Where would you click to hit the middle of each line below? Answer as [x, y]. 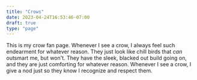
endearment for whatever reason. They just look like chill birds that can [94, 52]
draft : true [21, 23]
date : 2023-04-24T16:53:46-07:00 [48, 17]
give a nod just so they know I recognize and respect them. [79, 71]
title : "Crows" [25, 12]
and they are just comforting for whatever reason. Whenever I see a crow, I [99, 64]
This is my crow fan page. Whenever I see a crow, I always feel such [91, 45]
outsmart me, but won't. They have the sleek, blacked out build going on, [97, 58]
